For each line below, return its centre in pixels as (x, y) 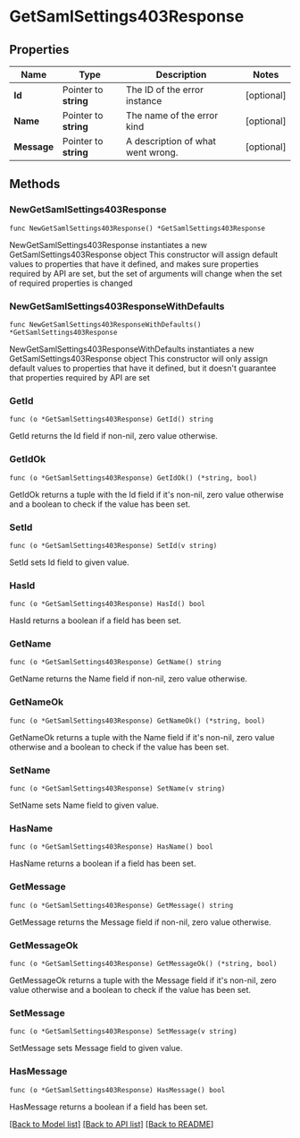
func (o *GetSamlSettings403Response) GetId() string (112, 419)
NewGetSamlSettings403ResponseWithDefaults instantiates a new (132, 349)
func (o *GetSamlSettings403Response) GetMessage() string (121, 905)
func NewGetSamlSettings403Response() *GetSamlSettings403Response (137, 228)
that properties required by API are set (79, 377)
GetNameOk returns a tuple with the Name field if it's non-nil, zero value (142, 737)
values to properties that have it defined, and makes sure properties (134, 264)
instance (144, 101)
